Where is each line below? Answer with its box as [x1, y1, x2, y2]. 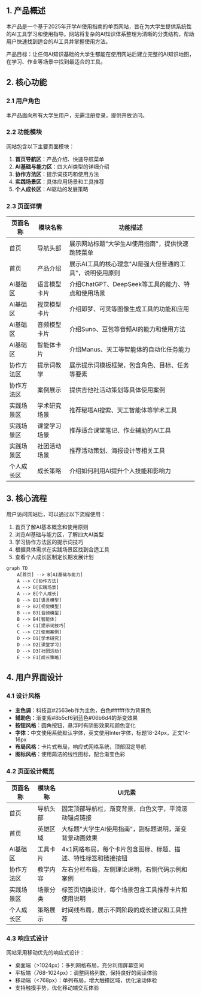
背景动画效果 [62, 833, 98, 842]
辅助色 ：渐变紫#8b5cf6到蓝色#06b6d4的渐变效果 [14, 714, 138, 721]
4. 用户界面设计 [6, 672, 63, 683]
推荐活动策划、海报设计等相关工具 [69, 446, 166, 455]
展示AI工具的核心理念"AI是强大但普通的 [69, 260, 179, 268]
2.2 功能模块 [6, 128, 42, 136]
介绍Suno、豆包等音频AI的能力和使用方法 [69, 325, 185, 334]
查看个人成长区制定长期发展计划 [14, 553, 94, 560]
